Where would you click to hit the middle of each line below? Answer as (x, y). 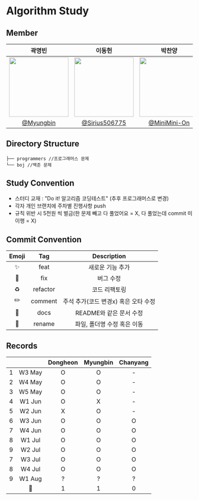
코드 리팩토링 (109, 290)
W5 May (31, 392)
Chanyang (134, 363)
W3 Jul (31, 460)
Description (109, 256)
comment (44, 301)
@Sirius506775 (104, 123)
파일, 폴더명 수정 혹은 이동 (109, 324)
